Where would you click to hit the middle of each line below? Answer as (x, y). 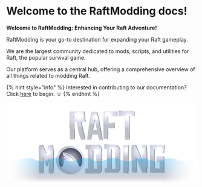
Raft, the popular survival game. (46, 57)
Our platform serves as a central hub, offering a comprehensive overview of (101, 69)
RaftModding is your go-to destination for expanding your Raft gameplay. (97, 39)
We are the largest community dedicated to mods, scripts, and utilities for (98, 51)
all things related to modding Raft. (48, 75)
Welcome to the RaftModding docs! (97, 11)
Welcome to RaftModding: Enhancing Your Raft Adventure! (82, 28)
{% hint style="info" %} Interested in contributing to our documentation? (96, 87)
